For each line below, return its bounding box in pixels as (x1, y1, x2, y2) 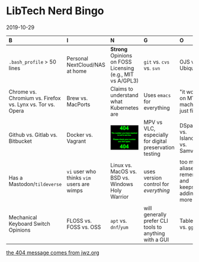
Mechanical (8, 214, 37, 221)
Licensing (110, 64, 134, 72)
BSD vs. (110, 174, 130, 181)
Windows (110, 180, 133, 187)
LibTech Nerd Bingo (6, 4, 105, 18)
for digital (143, 138, 167, 145)
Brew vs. (66, 95, 88, 102)
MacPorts (66, 101, 91, 108)
